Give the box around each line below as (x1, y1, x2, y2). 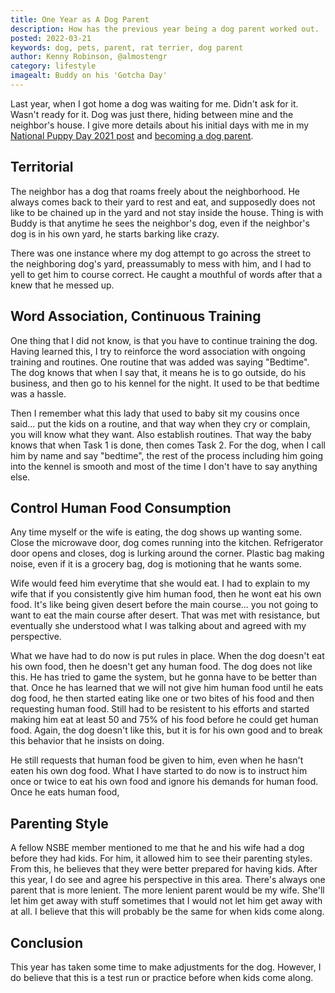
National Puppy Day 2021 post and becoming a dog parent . (10, 129, 254, 141)
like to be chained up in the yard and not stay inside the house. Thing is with (10, 206, 324, 218)
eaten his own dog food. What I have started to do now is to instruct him (10, 765, 308, 777)
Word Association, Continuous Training (10, 308, 262, 325)
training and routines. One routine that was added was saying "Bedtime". (10, 356, 310, 368)
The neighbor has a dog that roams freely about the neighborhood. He (10, 185, 301, 197)
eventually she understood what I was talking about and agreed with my (10, 620, 307, 632)
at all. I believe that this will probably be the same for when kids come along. (10, 906, 325, 918)
